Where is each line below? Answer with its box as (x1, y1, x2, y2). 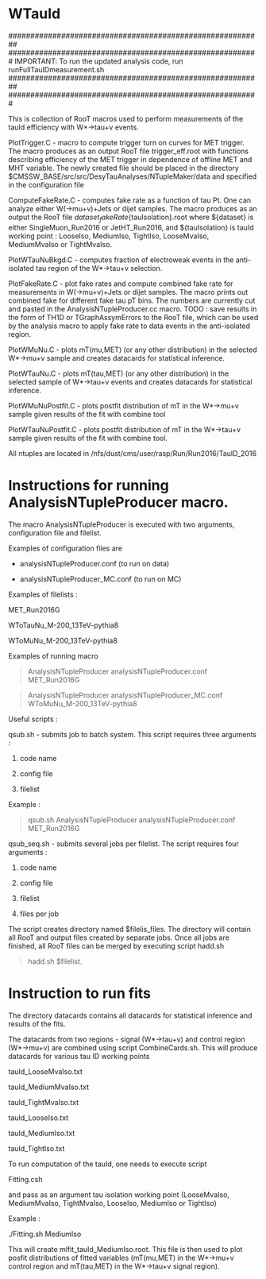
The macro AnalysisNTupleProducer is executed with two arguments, (8, 520, 235, 529)
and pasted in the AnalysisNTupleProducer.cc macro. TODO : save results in (8, 303, 257, 314)
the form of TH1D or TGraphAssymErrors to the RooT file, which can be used (8, 312, 259, 322)
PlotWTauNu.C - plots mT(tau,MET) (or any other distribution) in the (8, 369, 229, 378)
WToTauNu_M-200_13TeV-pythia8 (8, 620, 119, 630)
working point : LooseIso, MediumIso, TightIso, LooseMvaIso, (8, 231, 210, 241)
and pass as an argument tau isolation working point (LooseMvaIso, (8, 1189, 230, 1200)
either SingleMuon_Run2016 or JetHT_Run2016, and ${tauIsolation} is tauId (8, 222, 254, 232)
